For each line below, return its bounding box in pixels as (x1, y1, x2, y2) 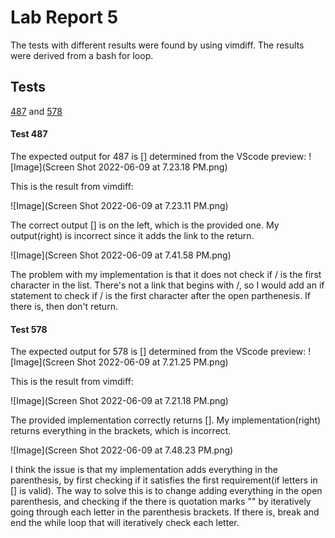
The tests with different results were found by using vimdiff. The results (10, 39, 305, 51)
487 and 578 (10, 105, 63, 117)
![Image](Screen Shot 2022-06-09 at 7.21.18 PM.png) (10, 395, 229, 407)
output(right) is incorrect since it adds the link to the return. (10, 229, 255, 241)
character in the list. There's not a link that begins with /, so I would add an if (10, 279, 325, 291)
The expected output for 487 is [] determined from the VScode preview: (10, 150, 307, 162)
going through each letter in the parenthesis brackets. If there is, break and (10, 506, 320, 518)
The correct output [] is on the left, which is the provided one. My (10, 219, 280, 231)
